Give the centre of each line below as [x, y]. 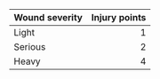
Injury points [119, 17]
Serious [30, 47]
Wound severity [48, 17]
